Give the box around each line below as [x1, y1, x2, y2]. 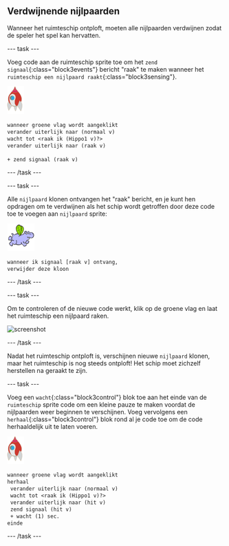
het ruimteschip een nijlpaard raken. [7, 312, 109, 320]
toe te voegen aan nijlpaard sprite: [7, 210, 108, 218]
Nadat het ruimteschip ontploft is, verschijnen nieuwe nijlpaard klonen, [7, 352, 210, 360]
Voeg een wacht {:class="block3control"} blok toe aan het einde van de [7, 393, 208, 401]
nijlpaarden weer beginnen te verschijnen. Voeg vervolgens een [7, 407, 188, 416]
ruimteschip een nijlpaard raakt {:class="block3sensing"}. [7, 72, 177, 81]
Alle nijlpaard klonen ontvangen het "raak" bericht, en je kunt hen [7, 194, 196, 203]
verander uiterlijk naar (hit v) [10, 499, 107, 506]
